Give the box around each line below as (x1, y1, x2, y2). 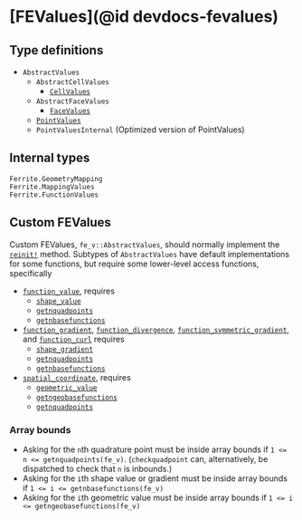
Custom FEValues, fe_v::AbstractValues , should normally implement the (9, 238, 280, 250)
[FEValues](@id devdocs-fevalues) (9, 6, 278, 27)
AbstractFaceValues (35, 97, 110, 106)
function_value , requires (22, 285, 116, 296)
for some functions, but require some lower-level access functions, (9, 258, 260, 269)
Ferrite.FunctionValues (9, 190, 99, 199)
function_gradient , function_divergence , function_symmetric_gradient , (22, 323, 289, 334)
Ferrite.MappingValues (9, 182, 95, 191)
